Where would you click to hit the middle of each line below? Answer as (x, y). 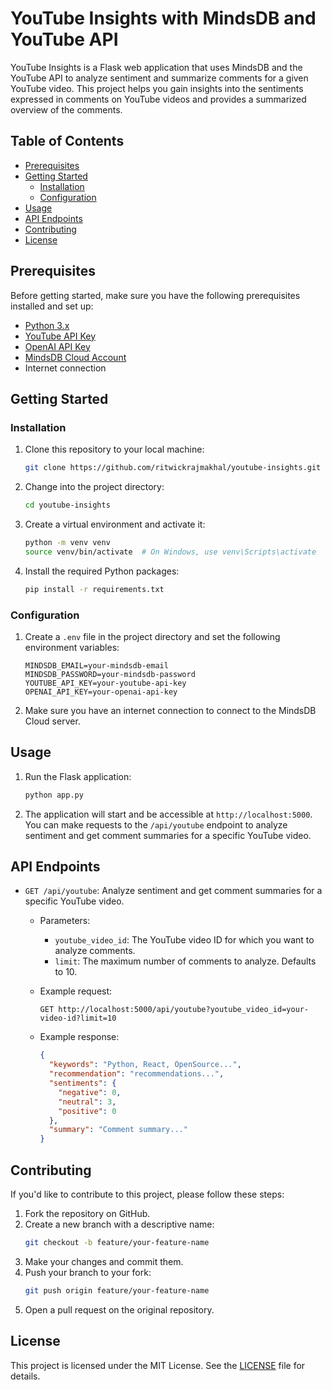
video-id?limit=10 (78, 1018)
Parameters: (65, 921)
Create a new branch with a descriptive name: (119, 1224)
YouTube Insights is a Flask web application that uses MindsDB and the (156, 67)
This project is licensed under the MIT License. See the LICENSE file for (158, 1365)
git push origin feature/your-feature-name (117, 1290)
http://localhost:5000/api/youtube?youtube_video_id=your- (184, 1010)
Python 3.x (47, 325)
